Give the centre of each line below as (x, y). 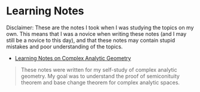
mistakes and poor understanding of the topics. (64, 47)
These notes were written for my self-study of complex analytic (99, 69)
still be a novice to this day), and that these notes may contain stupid (91, 40)
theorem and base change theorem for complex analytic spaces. (100, 82)
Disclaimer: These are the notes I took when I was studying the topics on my (100, 27)
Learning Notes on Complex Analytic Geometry (73, 58)
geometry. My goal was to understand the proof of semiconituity (100, 76)
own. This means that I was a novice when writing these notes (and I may (96, 33)
